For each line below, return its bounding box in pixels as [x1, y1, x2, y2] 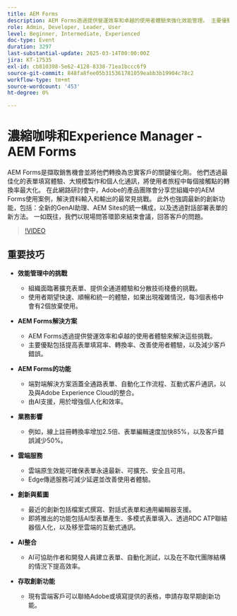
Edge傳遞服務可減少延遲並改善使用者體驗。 [28, 475, 155, 484]
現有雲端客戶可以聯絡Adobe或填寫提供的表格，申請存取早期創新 [28, 592, 214, 600]
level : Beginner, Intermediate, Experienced [7, 30, 140, 38]
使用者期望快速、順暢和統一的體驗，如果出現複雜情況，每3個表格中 [28, 292, 224, 301]
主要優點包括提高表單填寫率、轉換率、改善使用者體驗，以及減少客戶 [28, 341, 226, 349]
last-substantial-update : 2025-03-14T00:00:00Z [7, 50, 150, 57]
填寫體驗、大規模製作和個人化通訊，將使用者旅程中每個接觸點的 [37, 177, 224, 186]
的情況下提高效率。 [28, 561, 85, 570]
